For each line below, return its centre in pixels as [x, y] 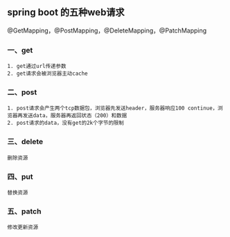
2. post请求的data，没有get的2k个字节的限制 [66, 123]
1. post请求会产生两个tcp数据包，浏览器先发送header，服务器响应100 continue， [113, 108]
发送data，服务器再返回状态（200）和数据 [75, 116]
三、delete [25, 142]
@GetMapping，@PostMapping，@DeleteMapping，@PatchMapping [107, 30]
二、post [22, 92]
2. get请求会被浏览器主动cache [47, 74]
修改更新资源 [23, 227]
